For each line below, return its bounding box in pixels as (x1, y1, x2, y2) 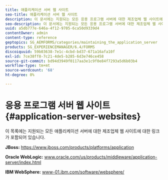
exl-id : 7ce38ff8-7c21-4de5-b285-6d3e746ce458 (5, 53, 104, 59)
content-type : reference (5, 35, 57, 40)
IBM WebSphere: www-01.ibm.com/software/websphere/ (5, 168, 124, 175)
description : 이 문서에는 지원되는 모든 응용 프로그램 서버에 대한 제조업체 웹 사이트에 (5, 16, 163, 21)
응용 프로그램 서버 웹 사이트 (5, 100, 110, 111)
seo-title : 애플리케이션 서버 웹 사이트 (5, 12, 78, 17)
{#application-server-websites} (5, 111, 141, 122)
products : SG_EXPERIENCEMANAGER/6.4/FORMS (5, 44, 95, 49)
